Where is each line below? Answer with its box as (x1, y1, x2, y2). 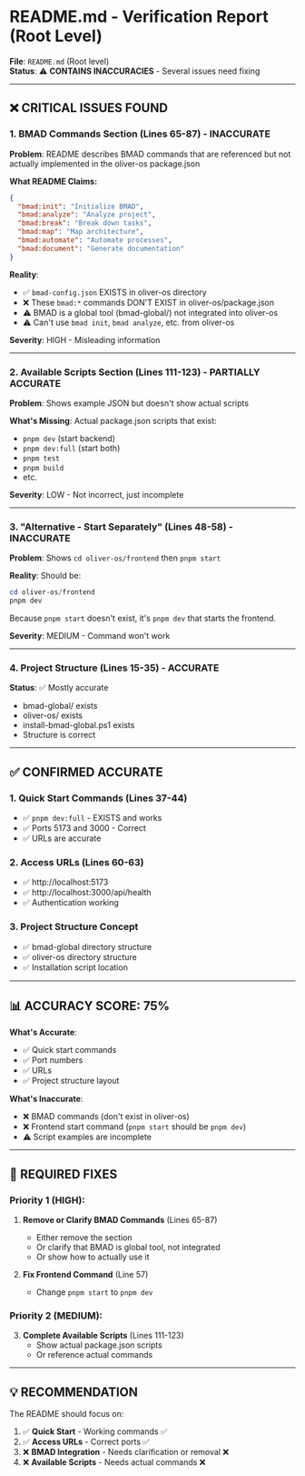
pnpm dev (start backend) (22, 432, 116, 443)
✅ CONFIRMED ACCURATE (9, 764, 163, 780)
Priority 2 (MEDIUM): (9, 1309, 103, 1321)
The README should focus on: (9, 1409, 124, 1420)
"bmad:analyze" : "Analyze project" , (17, 210, 156, 219)
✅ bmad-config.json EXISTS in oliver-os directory (22, 287, 207, 298)
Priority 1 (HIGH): (9, 1194, 86, 1207)
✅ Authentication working (22, 897, 120, 908)
